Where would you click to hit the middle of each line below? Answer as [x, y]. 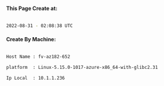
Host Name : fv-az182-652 [38, 57]
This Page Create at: [32, 8]
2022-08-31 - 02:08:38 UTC [40, 26]
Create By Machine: [31, 39]
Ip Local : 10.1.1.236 [36, 78]
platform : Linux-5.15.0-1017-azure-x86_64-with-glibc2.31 [82, 68]
